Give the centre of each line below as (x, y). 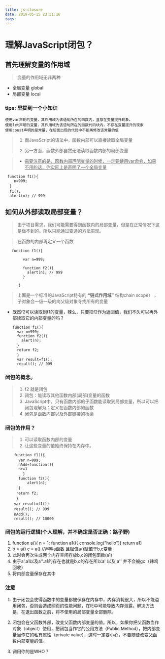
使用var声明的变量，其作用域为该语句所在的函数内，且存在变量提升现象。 (69, 120)
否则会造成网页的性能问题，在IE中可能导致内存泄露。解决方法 (92, 606)
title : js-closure (24, 10)
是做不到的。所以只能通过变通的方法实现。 (60, 231)
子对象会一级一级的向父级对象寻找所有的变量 (63, 302)
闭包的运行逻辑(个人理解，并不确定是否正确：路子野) (67, 532)
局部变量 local (26, 94)
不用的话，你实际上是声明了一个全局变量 (66, 167)
